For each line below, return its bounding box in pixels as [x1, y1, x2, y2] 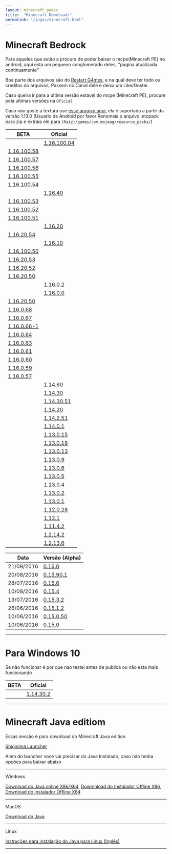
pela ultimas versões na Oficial [5, 98, 73, 104]
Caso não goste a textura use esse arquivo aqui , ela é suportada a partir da [5, 108, 164, 114]
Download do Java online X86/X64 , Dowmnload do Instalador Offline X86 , [5, 783, 161, 790]
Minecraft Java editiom [5, 717, 106, 728]
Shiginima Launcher [5, 743, 48, 749]
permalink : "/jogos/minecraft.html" [5, 17, 83, 22]
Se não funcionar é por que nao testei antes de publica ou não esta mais [5, 664, 158, 670]
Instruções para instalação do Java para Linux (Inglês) [5, 838, 120, 844]
